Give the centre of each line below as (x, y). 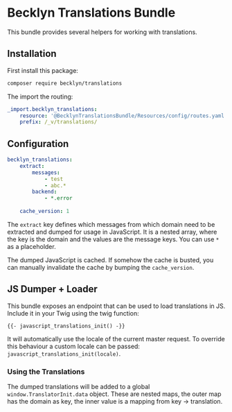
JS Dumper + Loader (53, 289)
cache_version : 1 (45, 212)
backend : (45, 192)
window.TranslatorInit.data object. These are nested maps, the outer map (114, 394)
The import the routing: (40, 96)
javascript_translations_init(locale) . (64, 353)
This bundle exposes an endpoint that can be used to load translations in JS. (116, 306)
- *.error (58, 198)
